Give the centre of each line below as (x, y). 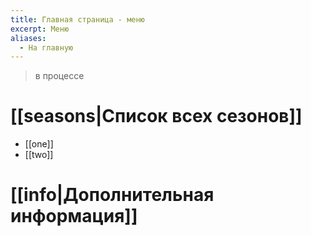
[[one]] (39, 144)
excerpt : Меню (40, 29)
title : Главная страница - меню (77, 19)
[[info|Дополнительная (112, 195)
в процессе (59, 76)
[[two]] (39, 155)
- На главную (46, 47)
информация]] (74, 216)
